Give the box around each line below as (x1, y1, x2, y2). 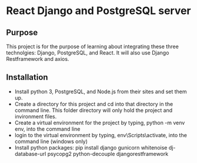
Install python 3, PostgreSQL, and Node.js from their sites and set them (14, 88, 187, 95)
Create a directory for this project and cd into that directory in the (14, 100, 173, 107)
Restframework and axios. (6, 56, 69, 62)
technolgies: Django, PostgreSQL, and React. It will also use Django (6, 49, 169, 56)
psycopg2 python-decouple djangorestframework (47, 150, 169, 157)
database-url (14, 150, 46, 157)
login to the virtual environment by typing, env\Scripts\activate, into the (14, 131, 187, 138)
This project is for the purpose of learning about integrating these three (6, 43, 179, 50)
